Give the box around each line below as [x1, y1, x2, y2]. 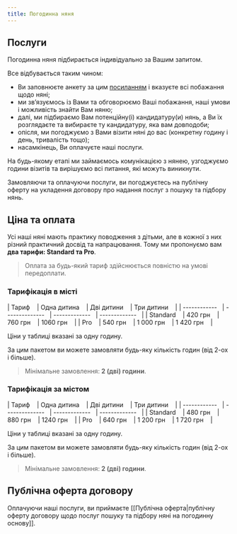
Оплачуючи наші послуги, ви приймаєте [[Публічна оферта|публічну [7, 504, 215, 512]
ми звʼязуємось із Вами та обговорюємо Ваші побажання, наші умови [17, 98, 231, 106]
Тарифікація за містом [7, 384, 90, 394]
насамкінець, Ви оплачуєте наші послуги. [17, 143, 144, 152]
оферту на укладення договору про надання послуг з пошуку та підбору [7, 186, 226, 194]
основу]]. [7, 518, 36, 527]
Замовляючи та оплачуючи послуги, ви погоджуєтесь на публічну [7, 178, 209, 187]
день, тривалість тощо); [17, 135, 90, 144]
